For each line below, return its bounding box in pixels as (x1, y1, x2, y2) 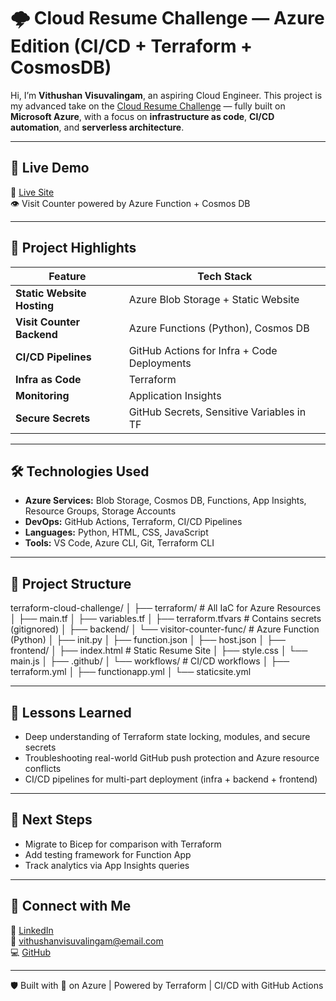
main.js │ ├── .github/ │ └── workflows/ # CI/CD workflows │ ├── (10, 655, 290, 667)
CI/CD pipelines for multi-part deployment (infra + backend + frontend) (24, 773, 318, 785)
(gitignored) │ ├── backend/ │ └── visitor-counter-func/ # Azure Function (10, 623, 320, 635)
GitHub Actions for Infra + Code (128, 343, 278, 357)
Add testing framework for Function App (24, 848, 192, 860)
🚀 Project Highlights (10, 240, 137, 257)
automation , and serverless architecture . (10, 121, 185, 133)
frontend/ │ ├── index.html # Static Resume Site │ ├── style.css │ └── (10, 645, 308, 657)
